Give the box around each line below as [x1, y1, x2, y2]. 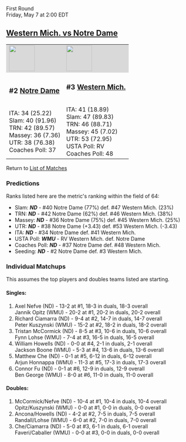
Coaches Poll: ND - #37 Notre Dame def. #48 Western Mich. [14, 241, 161, 249]
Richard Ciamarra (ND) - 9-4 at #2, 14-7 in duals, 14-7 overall [14, 315, 163, 322]
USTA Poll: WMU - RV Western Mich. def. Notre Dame [14, 235, 146, 242]
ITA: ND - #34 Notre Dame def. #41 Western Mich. [14, 229, 136, 236]
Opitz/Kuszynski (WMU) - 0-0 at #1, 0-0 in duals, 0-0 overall [14, 404, 161, 411]
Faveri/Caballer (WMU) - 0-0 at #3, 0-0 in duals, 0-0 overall [14, 429, 160, 436]
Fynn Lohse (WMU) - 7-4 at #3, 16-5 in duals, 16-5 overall [14, 334, 154, 341]
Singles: [6, 289, 27, 296]
